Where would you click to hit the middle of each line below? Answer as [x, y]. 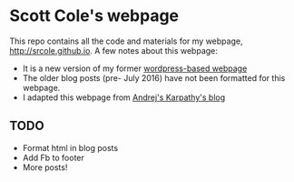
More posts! [45, 167]
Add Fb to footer [53, 157]
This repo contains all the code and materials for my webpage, [126, 41]
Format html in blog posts [70, 147]
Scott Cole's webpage [94, 16]
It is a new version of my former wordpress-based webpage [135, 68]
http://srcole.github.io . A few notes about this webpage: [113, 50]
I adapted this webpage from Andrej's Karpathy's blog [123, 97]
